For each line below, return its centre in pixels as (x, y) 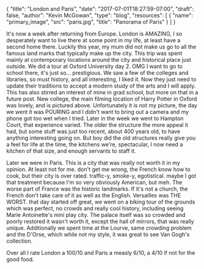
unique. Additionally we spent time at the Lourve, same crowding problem (99, 228)
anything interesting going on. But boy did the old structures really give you (101, 138)
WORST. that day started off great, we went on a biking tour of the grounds (101, 202)
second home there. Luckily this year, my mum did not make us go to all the (101, 47)
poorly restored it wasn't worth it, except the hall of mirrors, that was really (100, 221)
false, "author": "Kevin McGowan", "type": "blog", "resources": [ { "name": (100, 15)
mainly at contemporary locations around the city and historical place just (99, 60)
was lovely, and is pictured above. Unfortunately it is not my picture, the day (102, 105)
